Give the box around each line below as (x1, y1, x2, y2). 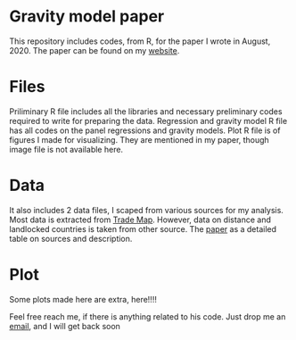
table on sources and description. (9, 233, 133, 244)
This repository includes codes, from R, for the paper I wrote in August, (9, 36, 271, 46)
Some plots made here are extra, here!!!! (9, 294, 158, 304)
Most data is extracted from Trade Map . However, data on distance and (9, 214, 272, 225)
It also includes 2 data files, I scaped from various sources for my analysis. (9, 204, 284, 215)
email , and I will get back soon (9, 320, 120, 331)
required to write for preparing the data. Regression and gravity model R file (9, 115, 288, 126)
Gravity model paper (9, 6, 165, 27)
